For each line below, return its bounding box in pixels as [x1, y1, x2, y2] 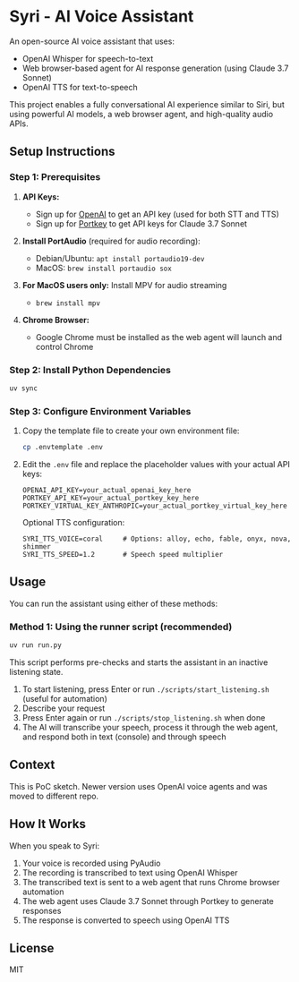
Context [9, 757, 56, 773]
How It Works [9, 816, 87, 832]
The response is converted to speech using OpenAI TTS [21, 915, 230, 926]
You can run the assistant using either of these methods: [9, 598, 218, 609]
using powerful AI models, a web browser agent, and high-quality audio [9, 108, 274, 119]
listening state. [9, 666, 64, 677]
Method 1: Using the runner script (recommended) [9, 620, 233, 633]
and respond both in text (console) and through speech [21, 731, 226, 742]
